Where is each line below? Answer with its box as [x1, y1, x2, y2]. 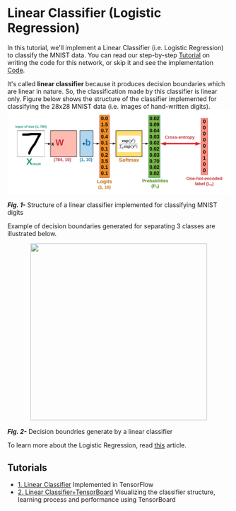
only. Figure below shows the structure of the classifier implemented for [7, 94, 217, 103]
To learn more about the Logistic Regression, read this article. [7, 441, 187, 450]
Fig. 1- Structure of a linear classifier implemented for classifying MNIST [7, 201, 218, 209]
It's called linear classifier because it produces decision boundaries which [7, 79, 225, 88]
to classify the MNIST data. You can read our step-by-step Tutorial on [7, 51, 211, 59]
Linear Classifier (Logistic [7, 5, 162, 21]
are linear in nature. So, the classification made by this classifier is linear [7, 87, 218, 95]
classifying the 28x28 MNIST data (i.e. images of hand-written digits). [7, 102, 211, 110]
